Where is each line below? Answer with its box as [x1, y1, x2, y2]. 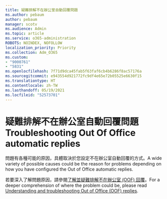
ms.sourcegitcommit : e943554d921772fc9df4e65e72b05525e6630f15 [5, 74, 142, 79]
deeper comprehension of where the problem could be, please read [5, 182, 147, 188]
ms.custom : [5, 54, 28, 60]
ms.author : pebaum [5, 12, 44, 17]
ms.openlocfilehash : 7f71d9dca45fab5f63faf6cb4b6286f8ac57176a [5, 69, 142, 74]
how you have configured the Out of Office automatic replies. [5, 166, 133, 173]
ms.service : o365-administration [5, 36, 76, 41]
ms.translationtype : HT [5, 78, 56, 83]
